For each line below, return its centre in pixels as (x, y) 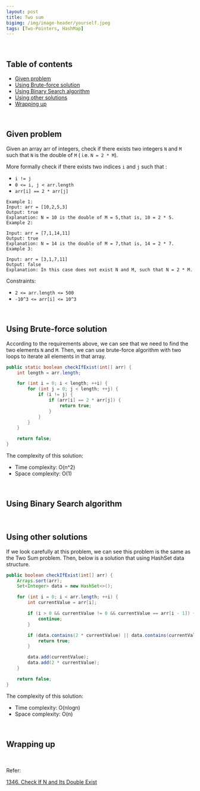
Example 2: (20, 223)
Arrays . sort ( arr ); (40, 581)
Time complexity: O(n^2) (45, 467)
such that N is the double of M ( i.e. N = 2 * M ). (62, 155)
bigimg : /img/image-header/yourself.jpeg (58, 23)
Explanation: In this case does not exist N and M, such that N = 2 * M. (100, 269)
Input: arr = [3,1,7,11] (37, 259)
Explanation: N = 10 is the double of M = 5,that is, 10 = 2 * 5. (90, 217)
